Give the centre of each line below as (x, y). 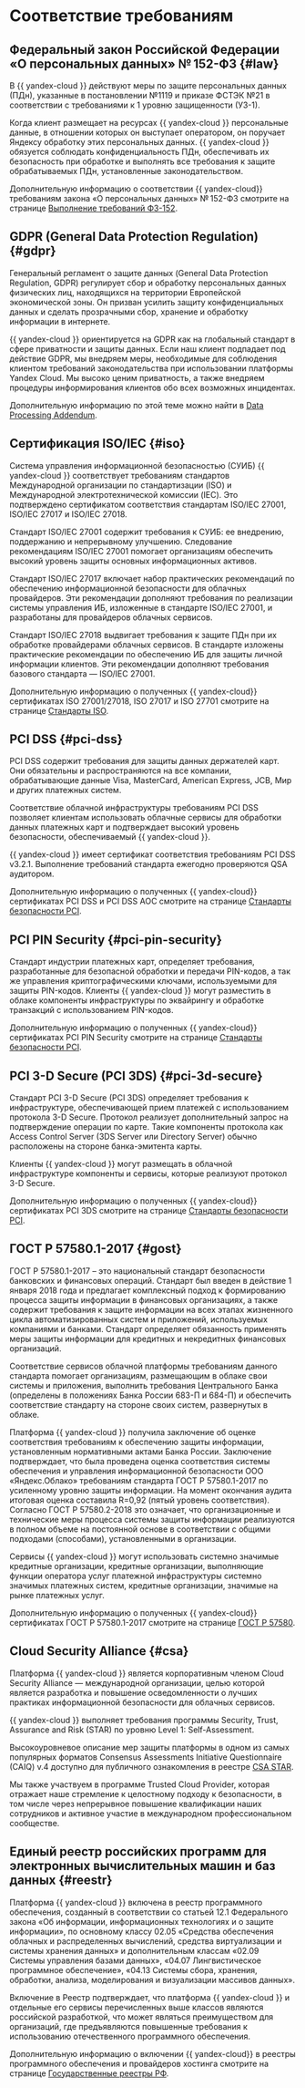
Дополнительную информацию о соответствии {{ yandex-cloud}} (137, 189)
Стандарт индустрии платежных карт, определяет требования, (132, 962)
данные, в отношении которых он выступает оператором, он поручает (147, 132)
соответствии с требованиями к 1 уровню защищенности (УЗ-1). (135, 105)
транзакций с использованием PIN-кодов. (92, 1010)
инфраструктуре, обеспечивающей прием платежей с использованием (149, 1108)
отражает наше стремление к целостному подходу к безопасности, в (146, 1793)
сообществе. (35, 1823)
